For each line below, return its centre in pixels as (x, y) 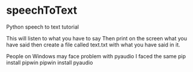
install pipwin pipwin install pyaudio (50, 62)
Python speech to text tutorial (43, 27)
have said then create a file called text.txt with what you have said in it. (93, 45)
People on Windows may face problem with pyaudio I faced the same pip (96, 56)
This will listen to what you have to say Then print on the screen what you (96, 38)
